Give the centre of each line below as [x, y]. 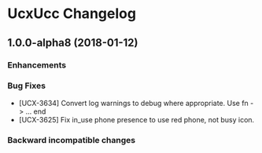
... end [36, 111]
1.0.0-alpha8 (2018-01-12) [73, 43]
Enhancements [37, 65]
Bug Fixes [27, 86]
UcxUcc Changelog [72, 14]
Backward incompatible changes [71, 140]
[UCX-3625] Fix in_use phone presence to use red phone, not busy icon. [137, 119]
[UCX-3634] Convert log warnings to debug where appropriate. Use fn [133, 103]
